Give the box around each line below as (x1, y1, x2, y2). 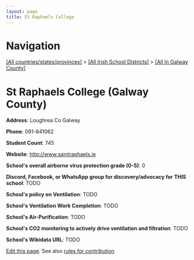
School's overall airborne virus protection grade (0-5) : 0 (6, 162, 145, 169)
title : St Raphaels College (6, 14, 75, 20)
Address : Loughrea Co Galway (6, 117, 81, 124)
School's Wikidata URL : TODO (6, 236, 81, 243)
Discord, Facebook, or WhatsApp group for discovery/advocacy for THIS (6, 174, 186, 181)
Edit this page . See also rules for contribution (6, 248, 115, 255)
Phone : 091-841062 (6, 128, 54, 135)
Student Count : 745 (6, 140, 54, 147)
